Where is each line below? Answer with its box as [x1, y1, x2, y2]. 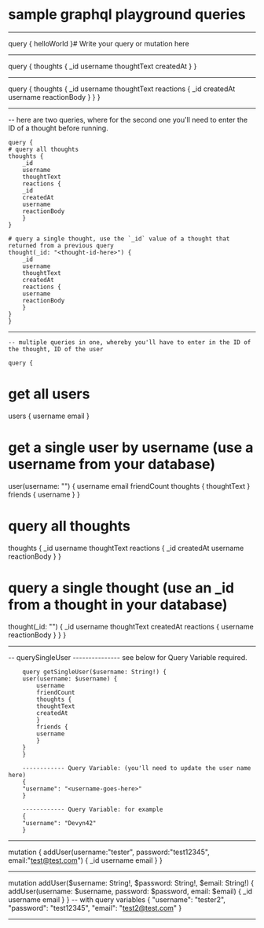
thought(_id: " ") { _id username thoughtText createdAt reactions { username [8, 622, 254, 631]
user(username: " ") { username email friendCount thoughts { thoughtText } [8, 481, 251, 490]
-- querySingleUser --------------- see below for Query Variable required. [8, 652, 247, 662]
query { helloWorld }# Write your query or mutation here [8, 39, 190, 48]
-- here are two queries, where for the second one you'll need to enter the [8, 115, 248, 124]
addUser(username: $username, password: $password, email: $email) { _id [8, 886, 253, 896]
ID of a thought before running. [8, 123, 108, 133]
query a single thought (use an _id [8, 579, 234, 596]
